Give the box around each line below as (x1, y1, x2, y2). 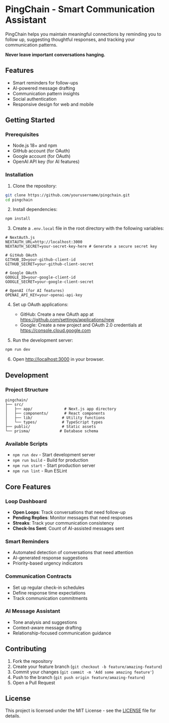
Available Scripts (5, 440, 48, 447)
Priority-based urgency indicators (12, 560, 83, 566)
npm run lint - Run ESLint (12, 468, 67, 474)
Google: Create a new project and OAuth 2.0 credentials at (20, 322, 143, 328)
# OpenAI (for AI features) (5, 288, 65, 293)
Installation (5, 171, 34, 178)
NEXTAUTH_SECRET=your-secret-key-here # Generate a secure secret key (5, 244, 157, 249)
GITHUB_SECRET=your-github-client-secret (5, 262, 94, 267)
